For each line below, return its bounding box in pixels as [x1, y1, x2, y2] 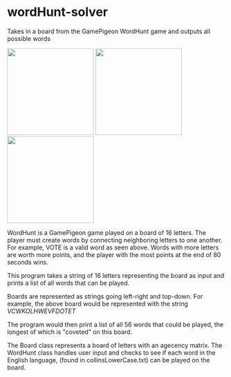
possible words [7, 34, 50, 42]
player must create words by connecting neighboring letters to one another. [7, 236, 223, 244]
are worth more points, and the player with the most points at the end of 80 [7, 250, 221, 258]
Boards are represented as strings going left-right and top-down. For [7, 292, 203, 300]
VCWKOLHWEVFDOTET [7, 306, 76, 315]
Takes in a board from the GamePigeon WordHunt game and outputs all [7, 27, 211, 35]
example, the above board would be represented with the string [7, 299, 189, 308]
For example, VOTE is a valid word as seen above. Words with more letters [7, 243, 219, 252]
